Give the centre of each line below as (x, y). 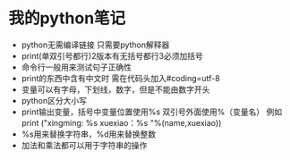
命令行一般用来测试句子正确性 (76, 67)
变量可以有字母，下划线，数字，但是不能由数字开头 (116, 89)
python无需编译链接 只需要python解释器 (95, 45)
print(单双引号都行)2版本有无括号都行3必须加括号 (112, 55)
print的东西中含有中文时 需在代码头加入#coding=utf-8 (120, 78)
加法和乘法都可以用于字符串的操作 (84, 145)
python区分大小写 (54, 100)
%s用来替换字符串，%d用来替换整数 (89, 134)
